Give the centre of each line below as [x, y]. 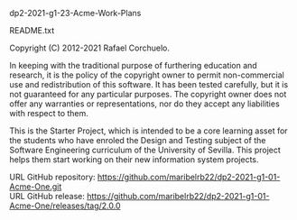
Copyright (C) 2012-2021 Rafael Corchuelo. [89, 48]
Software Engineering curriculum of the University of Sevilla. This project [145, 150]
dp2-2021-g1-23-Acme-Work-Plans [75, 13]
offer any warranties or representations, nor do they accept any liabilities [144, 104]
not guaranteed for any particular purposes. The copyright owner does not [148, 94]
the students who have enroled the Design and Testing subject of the [138, 140]
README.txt [32, 30]
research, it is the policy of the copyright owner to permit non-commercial [147, 75]
